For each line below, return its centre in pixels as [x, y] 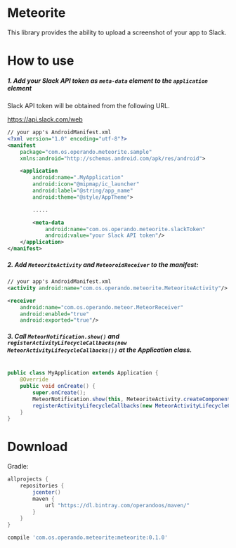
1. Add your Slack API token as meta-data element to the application [108, 80]
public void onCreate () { [58, 386]
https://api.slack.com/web [45, 119]
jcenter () [47, 492]
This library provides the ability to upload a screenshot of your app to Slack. [117, 32]
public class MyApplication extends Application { [83, 373]
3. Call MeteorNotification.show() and [64, 336]
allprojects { [28, 479]
